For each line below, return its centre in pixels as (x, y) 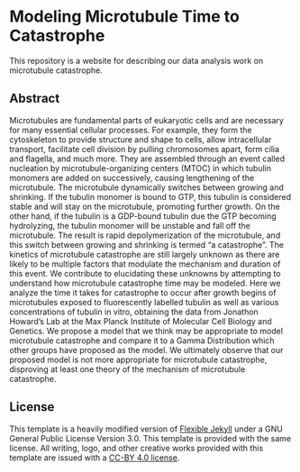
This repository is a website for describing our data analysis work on (136, 60)
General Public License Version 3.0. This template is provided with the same (150, 438)
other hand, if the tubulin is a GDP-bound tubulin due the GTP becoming (143, 216)
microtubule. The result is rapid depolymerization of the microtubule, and (145, 235)
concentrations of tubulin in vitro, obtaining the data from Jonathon (134, 312)
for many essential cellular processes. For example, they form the (131, 130)
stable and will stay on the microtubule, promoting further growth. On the (145, 206)
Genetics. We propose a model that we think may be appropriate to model (146, 331)
